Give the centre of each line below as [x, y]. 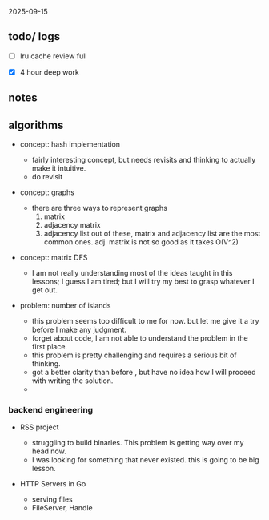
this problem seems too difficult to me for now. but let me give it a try [145, 321]
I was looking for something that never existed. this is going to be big [145, 460]
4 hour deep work [50, 72]
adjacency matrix [72, 225]
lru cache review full [53, 56]
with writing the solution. [72, 381]
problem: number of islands [65, 306]
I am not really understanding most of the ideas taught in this [132, 273]
